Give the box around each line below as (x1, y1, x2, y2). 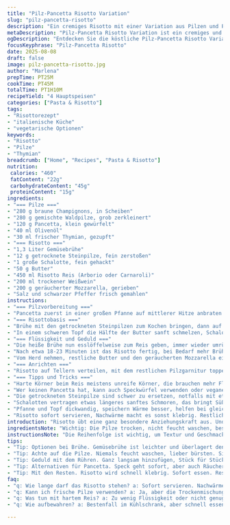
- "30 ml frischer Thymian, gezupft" (7, 233, 115, 240)
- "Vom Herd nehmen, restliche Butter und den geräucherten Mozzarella (7, 355, 216, 362)
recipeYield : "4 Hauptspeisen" (7, 93, 97, 100)
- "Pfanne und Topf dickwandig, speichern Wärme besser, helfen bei (7, 406, 207, 412)
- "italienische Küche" (7, 118, 75, 126)
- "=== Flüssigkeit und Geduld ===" (7, 336, 112, 342)
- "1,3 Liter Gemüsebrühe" (7, 246, 84, 253)
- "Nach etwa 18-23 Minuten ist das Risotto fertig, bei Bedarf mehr (7, 348, 210, 355)
